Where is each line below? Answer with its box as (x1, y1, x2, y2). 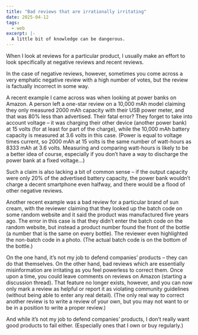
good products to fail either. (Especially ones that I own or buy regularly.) (6, 322, 184, 329)
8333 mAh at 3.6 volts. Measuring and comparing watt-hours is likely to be (6, 144, 189, 151)
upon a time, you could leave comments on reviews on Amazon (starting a (6, 273, 187, 279)
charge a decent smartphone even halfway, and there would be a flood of (6, 181, 186, 188)
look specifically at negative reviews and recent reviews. (6, 58, 144, 66)
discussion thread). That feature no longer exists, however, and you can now (6, 279, 193, 286)
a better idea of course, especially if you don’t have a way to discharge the (6, 151, 188, 157)
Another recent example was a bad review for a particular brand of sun (6, 199, 179, 206)
